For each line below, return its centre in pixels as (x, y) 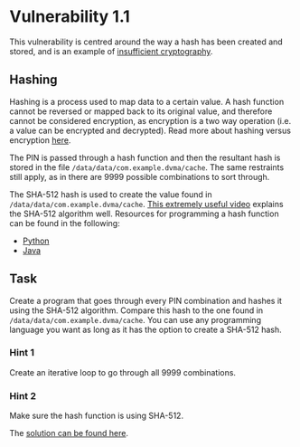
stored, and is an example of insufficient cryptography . (111, 51)
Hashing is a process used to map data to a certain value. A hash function (147, 101)
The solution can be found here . (69, 433)
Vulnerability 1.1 (70, 17)
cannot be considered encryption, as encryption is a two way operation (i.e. (150, 120)
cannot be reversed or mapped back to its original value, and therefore (141, 111)
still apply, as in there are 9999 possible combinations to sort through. (140, 176)
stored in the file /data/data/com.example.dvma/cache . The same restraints (147, 167)
